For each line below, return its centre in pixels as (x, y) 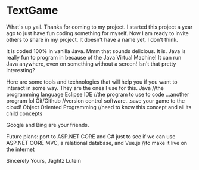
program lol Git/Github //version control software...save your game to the (96, 101)
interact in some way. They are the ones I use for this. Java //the (85, 88)
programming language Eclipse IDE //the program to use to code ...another (98, 94)
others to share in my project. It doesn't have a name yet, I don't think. (92, 39)
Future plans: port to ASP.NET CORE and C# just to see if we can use (91, 136)
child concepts (24, 113)
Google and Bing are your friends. (48, 125)
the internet (20, 149)
